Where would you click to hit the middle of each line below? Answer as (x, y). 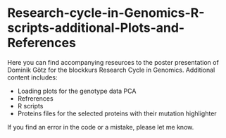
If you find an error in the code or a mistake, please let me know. (101, 127)
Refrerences (36, 98)
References (42, 43)
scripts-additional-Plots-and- (96, 28)
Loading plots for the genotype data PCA (77, 91)
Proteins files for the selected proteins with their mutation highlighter (117, 113)
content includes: (32, 77)
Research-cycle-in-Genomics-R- (106, 13)
